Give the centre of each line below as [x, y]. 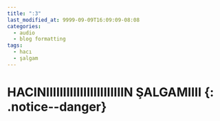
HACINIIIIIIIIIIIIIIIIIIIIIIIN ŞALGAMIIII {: [111, 92]
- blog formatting [40, 39]
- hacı [23, 52]
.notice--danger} [57, 107]
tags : [15, 45]
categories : [24, 26]
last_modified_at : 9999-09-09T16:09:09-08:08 [73, 20]
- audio [24, 33]
